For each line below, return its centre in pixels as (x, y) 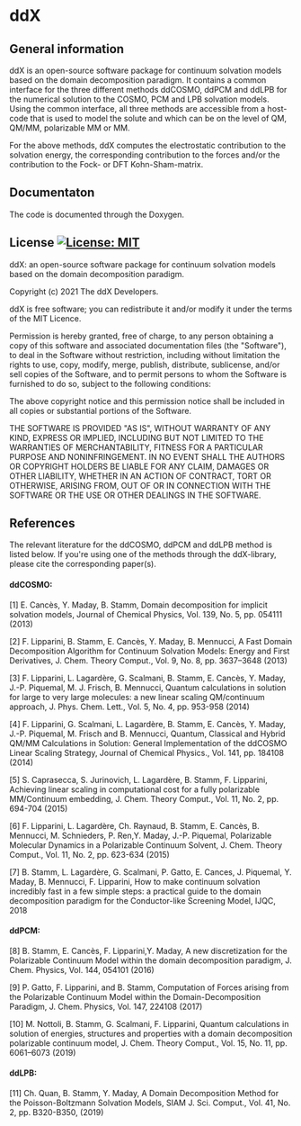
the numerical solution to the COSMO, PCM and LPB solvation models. (139, 99)
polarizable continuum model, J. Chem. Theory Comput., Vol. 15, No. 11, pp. (148, 1043)
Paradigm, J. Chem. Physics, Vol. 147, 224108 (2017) (106, 1006)
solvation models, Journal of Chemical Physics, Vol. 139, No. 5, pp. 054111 (146, 614)
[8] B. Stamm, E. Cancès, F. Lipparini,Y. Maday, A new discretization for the (148, 950)
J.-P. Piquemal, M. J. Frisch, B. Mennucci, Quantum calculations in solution (148, 687)
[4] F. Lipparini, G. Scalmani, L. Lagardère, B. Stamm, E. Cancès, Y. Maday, (147, 724)
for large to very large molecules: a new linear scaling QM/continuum (137, 697)
